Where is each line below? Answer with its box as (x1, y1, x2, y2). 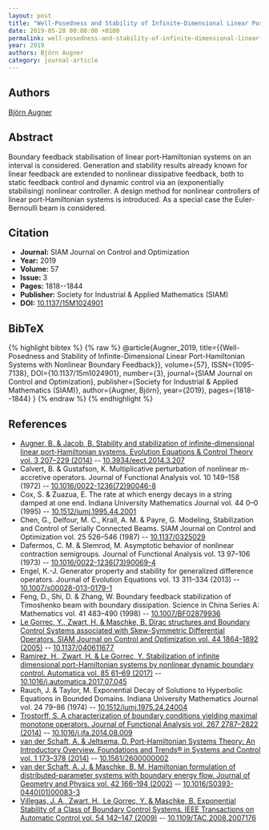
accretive (19, 472, 51, 481)
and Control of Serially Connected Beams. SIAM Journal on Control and (19, 523, 256, 533)
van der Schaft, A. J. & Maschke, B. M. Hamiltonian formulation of (19, 762, 236, 772)
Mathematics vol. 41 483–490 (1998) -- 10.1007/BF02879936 (19, 608, 222, 618)
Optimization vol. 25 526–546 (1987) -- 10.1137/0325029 (19, 532, 206, 542)
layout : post (8, 11, 52, 20)
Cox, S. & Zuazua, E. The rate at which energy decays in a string (19, 490, 232, 499)
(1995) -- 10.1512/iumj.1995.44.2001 (19, 506, 137, 516)
